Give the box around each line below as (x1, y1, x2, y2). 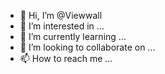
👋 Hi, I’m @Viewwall (19, 10, 103, 21)
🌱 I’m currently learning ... (19, 31, 127, 42)
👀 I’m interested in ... (19, 20, 105, 32)
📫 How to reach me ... (19, 53, 113, 64)
